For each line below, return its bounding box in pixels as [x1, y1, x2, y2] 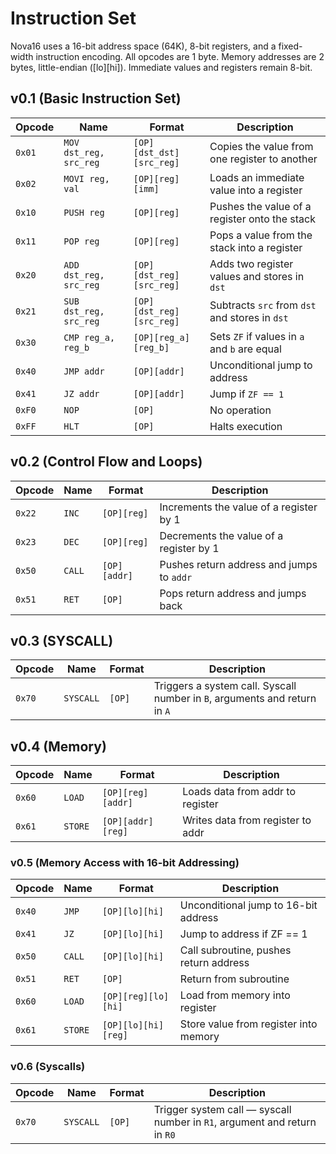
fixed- [278, 40, 303, 52]
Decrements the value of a [159, 528, 284, 542]
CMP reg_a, [63, 332, 116, 343]
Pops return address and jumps [159, 586, 307, 600]
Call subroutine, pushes [179, 943, 292, 957]
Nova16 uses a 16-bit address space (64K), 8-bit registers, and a [10, 40, 277, 52]
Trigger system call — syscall [153, 1102, 292, 1116]
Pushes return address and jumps [159, 557, 318, 571]
